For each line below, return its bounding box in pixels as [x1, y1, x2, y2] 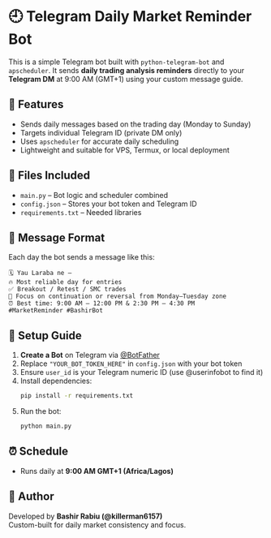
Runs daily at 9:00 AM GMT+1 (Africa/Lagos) [19, 466, 174, 476]
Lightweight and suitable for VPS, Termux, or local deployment [19, 144, 230, 155]
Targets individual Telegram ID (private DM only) [19, 127, 183, 137]
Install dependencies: [19, 376, 92, 386]
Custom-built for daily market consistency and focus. [8, 519, 187, 529]
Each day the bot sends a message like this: [8, 252, 156, 262]
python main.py [19, 422, 72, 431]
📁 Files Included [8, 169, 91, 183]
